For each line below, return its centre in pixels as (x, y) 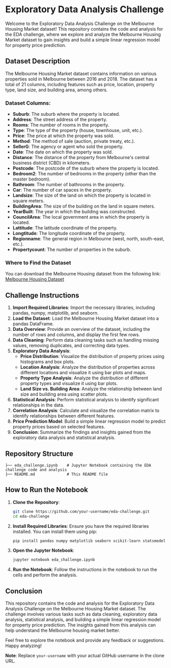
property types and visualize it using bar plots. (69, 383)
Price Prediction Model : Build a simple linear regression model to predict (89, 421)
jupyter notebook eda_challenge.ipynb (54, 560)
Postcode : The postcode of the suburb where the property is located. (86, 168)
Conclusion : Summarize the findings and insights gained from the (82, 432)
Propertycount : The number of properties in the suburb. (72, 250)
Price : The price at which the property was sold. (63, 136)
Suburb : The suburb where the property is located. (66, 114)
